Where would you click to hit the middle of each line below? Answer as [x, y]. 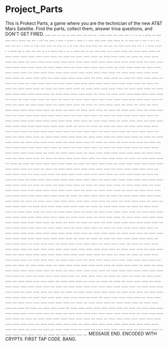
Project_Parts [34, 9]
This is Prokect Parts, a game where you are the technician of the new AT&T [84, 23]
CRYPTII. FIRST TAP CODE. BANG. [41, 339]
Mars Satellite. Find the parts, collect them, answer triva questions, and [79, 28]
